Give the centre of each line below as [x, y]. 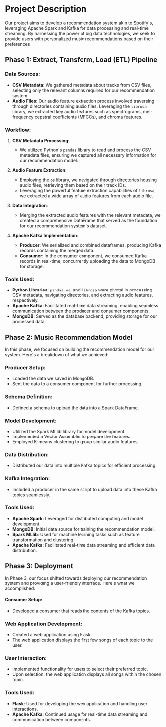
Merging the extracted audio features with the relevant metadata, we [90, 215]
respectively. [25, 300]
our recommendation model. [49, 160]
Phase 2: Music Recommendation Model [69, 337]
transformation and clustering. [43, 540]
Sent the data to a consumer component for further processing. [77, 384]
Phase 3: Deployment [39, 566]
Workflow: [18, 130]
